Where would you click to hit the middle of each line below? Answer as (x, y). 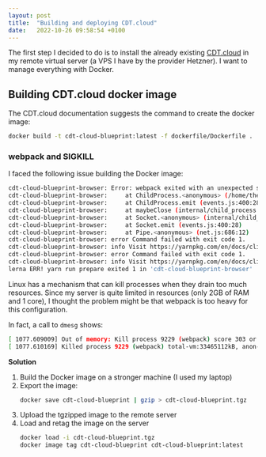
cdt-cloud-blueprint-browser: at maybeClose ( (93, 210)
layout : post (30, 15)
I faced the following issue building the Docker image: (96, 174)
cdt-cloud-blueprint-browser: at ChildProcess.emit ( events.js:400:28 (134, 203)
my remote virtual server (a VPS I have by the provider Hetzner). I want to (128, 61)
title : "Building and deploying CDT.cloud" (83, 23)
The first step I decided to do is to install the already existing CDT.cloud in (129, 53)
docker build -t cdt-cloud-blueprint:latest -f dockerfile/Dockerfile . (131, 136)
